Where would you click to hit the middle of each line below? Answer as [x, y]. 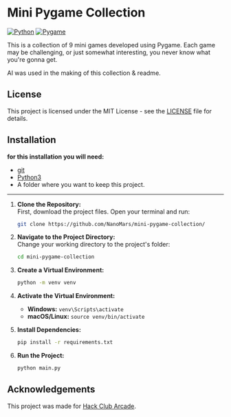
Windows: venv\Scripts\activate [75, 309]
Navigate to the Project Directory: [66, 237]
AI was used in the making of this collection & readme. [84, 73]
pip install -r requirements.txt [65, 342]
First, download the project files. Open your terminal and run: [103, 212]
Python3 [29, 177]
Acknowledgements [51, 390]
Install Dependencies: [49, 330]
